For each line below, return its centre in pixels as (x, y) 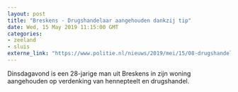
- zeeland (22, 40)
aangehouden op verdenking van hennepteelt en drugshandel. (98, 81)
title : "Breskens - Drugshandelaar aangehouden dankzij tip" (100, 21)
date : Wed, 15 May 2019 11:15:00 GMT (63, 27)
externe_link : (28, 54)
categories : (25, 34)
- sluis (19, 47)
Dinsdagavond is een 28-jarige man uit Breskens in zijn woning (99, 73)
